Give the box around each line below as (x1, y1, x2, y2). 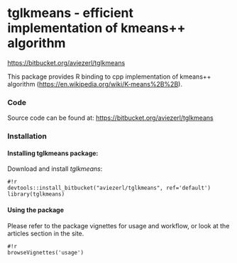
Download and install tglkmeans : (7, 164, 103, 173)
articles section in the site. (7, 229, 84, 237)
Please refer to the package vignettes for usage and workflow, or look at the (7, 221, 230, 230)
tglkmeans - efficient (7, 5, 133, 21)
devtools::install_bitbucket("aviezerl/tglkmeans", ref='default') (7, 184, 211, 192)
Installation (7, 131, 48, 141)
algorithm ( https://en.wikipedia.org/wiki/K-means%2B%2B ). (7, 79, 183, 88)
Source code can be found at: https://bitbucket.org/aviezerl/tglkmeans (7, 113, 214, 122)
